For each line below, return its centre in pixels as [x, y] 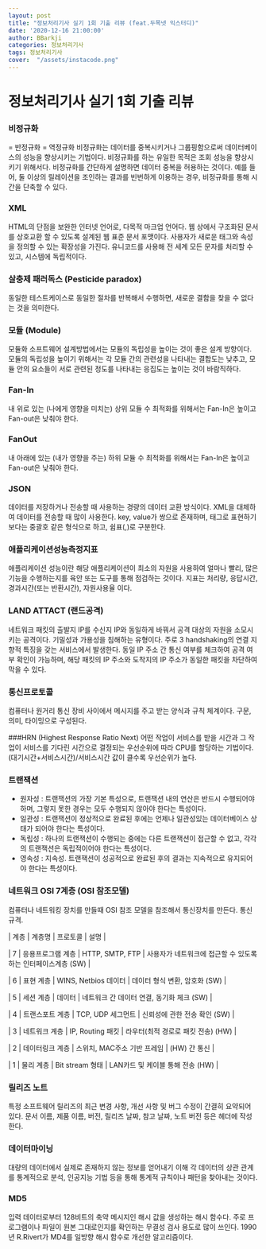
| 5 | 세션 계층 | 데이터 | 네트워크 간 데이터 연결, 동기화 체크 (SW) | [110, 997]
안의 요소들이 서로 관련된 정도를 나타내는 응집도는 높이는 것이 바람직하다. [129, 369]
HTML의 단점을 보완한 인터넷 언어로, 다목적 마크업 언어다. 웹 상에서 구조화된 [126, 227]
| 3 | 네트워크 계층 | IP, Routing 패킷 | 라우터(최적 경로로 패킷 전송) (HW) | [122, 1031]
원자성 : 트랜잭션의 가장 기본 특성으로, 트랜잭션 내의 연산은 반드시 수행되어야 [137, 799]
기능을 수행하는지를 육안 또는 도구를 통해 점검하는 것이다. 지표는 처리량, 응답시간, [133, 578]
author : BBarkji [35, 38]
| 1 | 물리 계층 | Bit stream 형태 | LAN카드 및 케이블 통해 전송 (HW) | [114, 1065]
